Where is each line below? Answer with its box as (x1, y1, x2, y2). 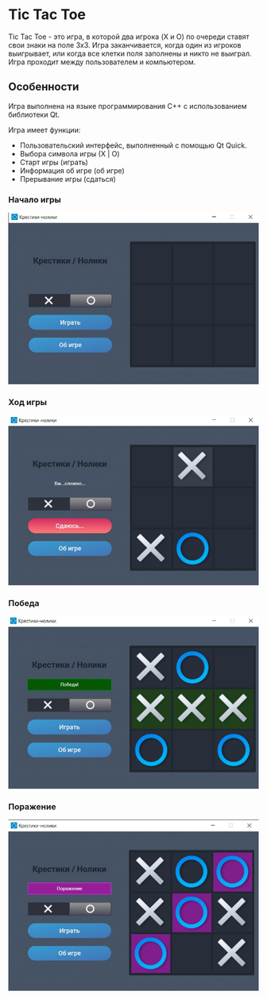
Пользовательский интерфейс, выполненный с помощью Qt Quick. (19, 141, 248, 150)
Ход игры (8, 396, 48, 407)
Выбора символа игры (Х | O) (19, 148, 121, 158)
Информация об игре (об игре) (19, 165, 125, 175)
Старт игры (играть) (19, 157, 89, 167)
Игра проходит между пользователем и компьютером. (8, 57, 196, 67)
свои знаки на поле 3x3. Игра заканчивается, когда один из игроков (8, 40, 242, 49)
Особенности (8, 80, 79, 94)
